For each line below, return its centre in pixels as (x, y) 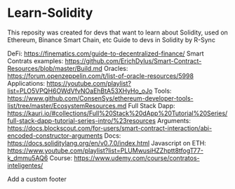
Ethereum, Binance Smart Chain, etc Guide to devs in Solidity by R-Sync (112, 39)
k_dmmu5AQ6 (28, 158)
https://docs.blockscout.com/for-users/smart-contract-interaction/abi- (110, 128)
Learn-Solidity (50, 13)
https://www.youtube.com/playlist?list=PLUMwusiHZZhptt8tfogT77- (105, 150)
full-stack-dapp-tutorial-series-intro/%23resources (82, 120)
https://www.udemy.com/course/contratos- (136, 158)
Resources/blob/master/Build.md (55, 68)
